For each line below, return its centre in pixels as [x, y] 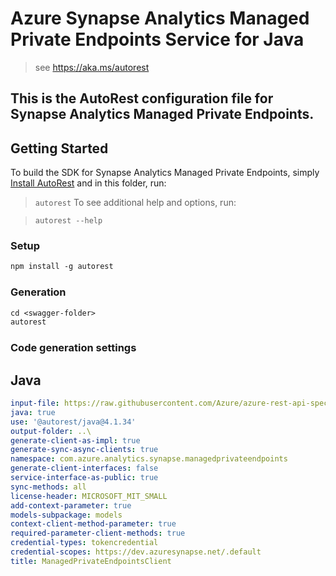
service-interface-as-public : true [84, 478]
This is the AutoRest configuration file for [142, 98]
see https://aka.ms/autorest [92, 67]
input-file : [35, 403]
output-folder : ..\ [51, 431]
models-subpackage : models [66, 515]
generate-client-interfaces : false [84, 468]
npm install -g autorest [62, 267]
